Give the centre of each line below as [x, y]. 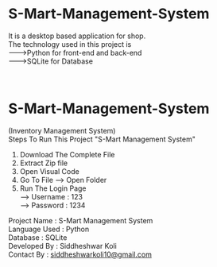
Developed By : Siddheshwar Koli [62, 246]
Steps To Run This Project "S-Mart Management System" [102, 139]
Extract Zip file [44, 163]
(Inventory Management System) [62, 130]
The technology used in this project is [70, 44]
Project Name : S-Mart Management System [81, 220]
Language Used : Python [49, 229]
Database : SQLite [38, 237]
